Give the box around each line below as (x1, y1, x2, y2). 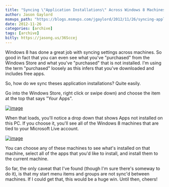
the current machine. (5, 155, 49, 161)
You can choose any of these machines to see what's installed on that (5, 145, 150, 151)
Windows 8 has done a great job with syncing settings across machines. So (5, 49, 162, 55)
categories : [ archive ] (5, 26, 53, 31)
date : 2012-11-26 (5, 21, 42, 27)
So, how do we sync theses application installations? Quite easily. (5, 80, 141, 86)
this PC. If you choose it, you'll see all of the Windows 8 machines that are (5, 120, 159, 126)
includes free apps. (5, 70, 45, 76)
